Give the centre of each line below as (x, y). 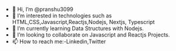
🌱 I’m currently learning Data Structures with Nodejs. (78, 28)
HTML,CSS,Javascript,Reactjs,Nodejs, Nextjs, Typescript (83, 22)
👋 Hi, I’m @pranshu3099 (43, 9)
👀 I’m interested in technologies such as (62, 16)
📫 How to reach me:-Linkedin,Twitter (59, 41)
